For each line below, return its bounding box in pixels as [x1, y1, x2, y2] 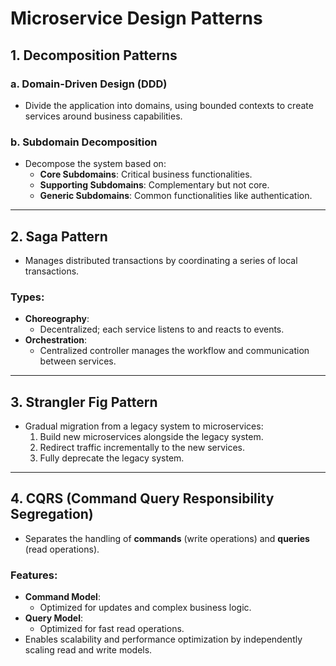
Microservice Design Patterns [10, 7, 263, 30]
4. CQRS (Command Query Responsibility [10, 490, 275, 507]
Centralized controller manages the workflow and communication [39, 345, 310, 357]
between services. [39, 355, 117, 367]
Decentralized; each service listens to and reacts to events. [39, 323, 285, 336]
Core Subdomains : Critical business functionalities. [39, 168, 253, 181]
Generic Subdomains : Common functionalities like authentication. [39, 190, 313, 202]
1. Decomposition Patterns [10, 47, 178, 64]
